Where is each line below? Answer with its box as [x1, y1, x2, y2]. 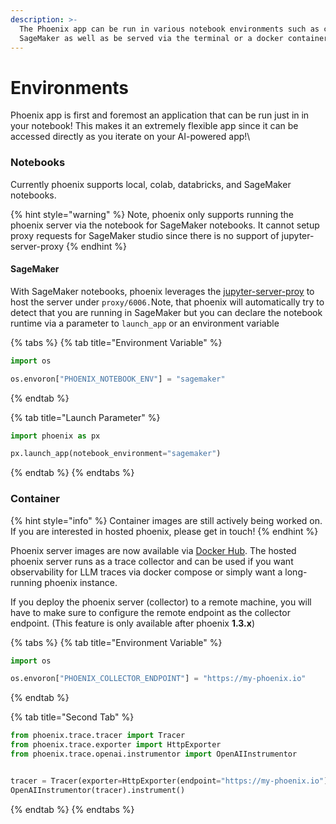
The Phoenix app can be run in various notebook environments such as [19, 24, 320, 34]
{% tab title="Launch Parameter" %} [10, 411, 161, 423]
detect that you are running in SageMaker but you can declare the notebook [10, 306, 323, 318]
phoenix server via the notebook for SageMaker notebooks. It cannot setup [10, 219, 320, 231]
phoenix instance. [44, 576, 118, 588]
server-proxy [10, 240, 65, 252]
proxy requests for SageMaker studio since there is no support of [10, 229, 280, 241]
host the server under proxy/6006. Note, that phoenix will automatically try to [10, 296, 325, 308]
